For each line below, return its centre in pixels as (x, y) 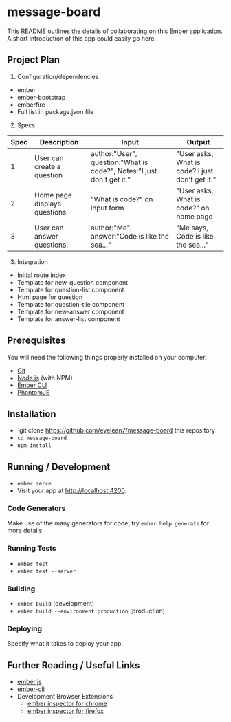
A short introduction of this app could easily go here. (82, 38)
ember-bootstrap (41, 97)
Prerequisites (36, 341)
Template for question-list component (70, 289)
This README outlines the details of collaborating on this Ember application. (115, 31)
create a (47, 166)
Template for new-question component (73, 282)
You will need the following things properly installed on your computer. (107, 357)
